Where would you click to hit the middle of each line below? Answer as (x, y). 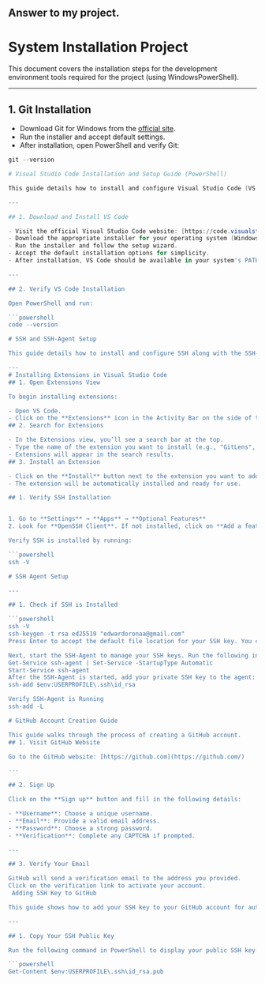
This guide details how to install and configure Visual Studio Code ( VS (132, 188)
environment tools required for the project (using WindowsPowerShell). (123, 77)
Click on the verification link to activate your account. (107, 886)
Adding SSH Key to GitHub (54, 893)
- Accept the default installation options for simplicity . (109, 253)
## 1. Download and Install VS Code (68, 217)
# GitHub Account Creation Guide (63, 721)
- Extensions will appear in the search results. (91, 454)
